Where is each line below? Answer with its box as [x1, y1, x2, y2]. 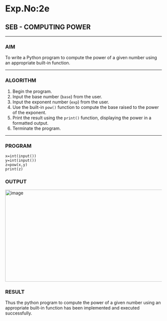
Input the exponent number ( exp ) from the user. [12, 99, 109, 105]
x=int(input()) [5, 154, 37, 159]
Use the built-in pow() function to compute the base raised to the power [12, 104, 159, 110]
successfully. [5, 310, 32, 316]
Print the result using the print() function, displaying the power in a [12, 115, 152, 121]
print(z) [5, 166, 23, 171]
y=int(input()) [5, 158, 37, 163]
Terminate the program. [12, 125, 61, 131]
